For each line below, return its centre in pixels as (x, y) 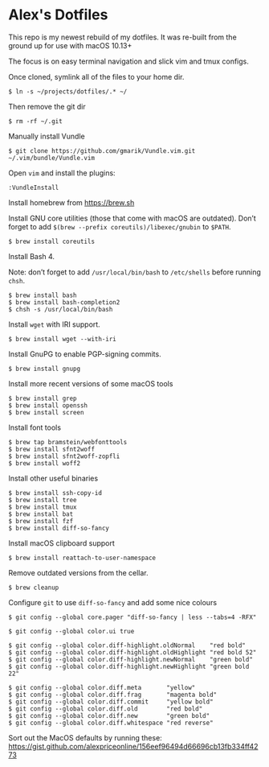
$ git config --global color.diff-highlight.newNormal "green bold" (130, 659)
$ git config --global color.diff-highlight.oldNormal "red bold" (127, 645)
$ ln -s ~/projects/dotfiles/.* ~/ (68, 91)
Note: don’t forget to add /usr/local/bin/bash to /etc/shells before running (134, 272)
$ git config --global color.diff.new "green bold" (109, 715)
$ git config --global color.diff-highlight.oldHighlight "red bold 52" (132, 652)
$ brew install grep (43, 398)
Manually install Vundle (47, 136)
